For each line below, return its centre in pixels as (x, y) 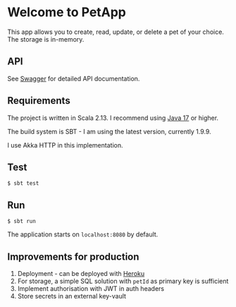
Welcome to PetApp (67, 12)
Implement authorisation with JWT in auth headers (91, 289)
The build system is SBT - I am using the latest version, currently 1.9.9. (109, 131)
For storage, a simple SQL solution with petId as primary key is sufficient (123, 281)
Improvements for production (73, 257)
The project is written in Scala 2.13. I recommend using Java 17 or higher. (113, 118)
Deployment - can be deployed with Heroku (81, 273)
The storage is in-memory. (46, 39)
